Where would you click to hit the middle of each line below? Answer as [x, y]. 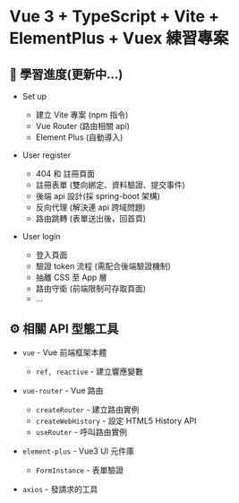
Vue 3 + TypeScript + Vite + [114, 17]
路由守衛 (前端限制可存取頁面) [90, 288]
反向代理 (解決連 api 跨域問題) [90, 207]
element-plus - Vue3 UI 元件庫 [78, 451]
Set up [34, 96]
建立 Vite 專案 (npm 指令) [82, 115]
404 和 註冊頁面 [65, 173]
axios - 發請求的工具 [60, 489]
